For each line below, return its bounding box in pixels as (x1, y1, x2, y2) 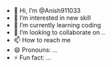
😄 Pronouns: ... (13, 46, 58, 54)
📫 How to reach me (13, 36, 71, 44)
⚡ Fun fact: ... (13, 53, 52, 62)
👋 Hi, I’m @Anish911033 (13, 7, 81, 14)
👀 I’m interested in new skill (13, 14, 91, 22)
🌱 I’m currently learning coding (13, 21, 102, 29)
